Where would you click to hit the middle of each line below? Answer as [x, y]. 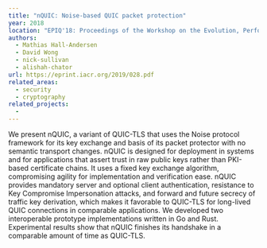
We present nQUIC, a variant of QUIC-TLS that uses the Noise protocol [124, 134]
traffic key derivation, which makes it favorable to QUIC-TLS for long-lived [130, 202]
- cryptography [41, 97]
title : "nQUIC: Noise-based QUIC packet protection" [97, 15]
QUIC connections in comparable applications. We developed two [116, 210]
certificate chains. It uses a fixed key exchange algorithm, [125, 168]
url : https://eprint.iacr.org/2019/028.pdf [81, 75]
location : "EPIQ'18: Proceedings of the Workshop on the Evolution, [124, 30]
